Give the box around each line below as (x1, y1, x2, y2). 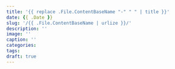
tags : (6, 48, 20, 54)
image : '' (6, 31, 32, 37)
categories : (6, 43, 36, 49)
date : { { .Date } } (6, 14, 53, 20)
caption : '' (6, 37, 36, 43)
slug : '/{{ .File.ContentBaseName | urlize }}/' (6, 20, 132, 26)
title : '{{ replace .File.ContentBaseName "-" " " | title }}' (6, 8, 170, 15)
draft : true (6, 53, 36, 59)
